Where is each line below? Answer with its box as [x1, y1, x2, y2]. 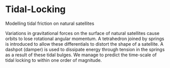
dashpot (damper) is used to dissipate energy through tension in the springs [5, 46, 165, 52]
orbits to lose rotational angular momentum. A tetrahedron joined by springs [5, 36, 164, 42]
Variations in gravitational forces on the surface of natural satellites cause [5, 30, 160, 36]
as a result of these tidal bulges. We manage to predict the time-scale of [5, 52, 157, 58]
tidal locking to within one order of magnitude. [5, 57, 102, 63]
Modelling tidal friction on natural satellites [5, 20, 95, 26]
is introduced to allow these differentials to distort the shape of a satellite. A [5, 41, 164, 47]
